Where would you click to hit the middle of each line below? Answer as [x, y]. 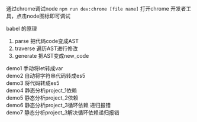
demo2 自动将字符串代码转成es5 [46, 76]
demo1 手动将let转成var [35, 68]
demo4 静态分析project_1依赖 [42, 90]
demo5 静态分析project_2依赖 [42, 98]
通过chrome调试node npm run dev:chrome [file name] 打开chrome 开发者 [96, 9]
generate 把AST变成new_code [52, 56]
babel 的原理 [22, 29]
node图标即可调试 [49, 16]
